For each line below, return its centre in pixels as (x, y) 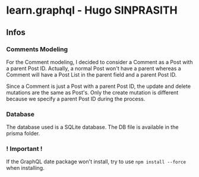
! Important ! (24, 149)
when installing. (25, 168)
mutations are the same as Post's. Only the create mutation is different (92, 92)
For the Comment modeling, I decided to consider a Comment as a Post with (99, 62)
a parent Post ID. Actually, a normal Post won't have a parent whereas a (94, 68)
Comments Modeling (37, 49)
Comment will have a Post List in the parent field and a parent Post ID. (91, 74)
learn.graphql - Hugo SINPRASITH (92, 10)
